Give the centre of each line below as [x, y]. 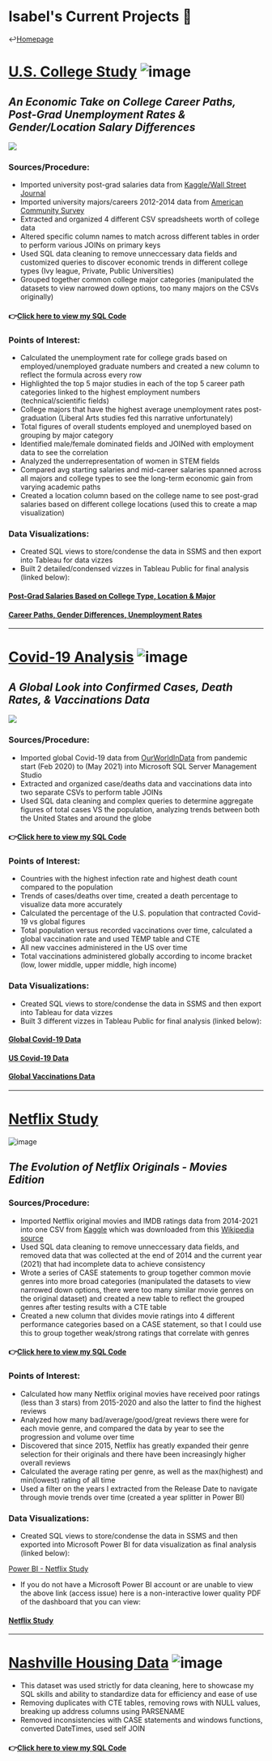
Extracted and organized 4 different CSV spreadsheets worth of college [140, 219]
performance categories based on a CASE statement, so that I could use [140, 1324]
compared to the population [66, 887]
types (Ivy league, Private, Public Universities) [97, 271]
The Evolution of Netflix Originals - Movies [118, 1167]
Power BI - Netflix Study [49, 1569]
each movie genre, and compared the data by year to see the [122, 1428]
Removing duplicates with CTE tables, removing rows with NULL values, [140, 1703]
